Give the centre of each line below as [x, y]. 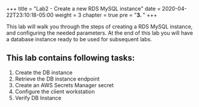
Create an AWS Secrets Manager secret [64, 85]
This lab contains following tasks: [71, 58]
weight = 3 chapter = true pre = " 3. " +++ [106, 15]
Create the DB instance [44, 72]
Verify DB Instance [38, 97]
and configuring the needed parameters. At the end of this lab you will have [100, 33]
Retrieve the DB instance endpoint [57, 79]
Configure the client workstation [55, 91]
